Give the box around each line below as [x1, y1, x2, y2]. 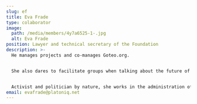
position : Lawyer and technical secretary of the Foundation [6, 42, 159, 48]
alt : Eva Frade [11, 36, 49, 42]
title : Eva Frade [6, 14, 49, 20]
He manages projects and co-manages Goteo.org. [11, 52, 130, 58]
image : [6, 25, 22, 31]
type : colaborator [6, 19, 51, 25]
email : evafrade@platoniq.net [6, 89, 80, 95]
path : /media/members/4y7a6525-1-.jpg [11, 31, 107, 36]
